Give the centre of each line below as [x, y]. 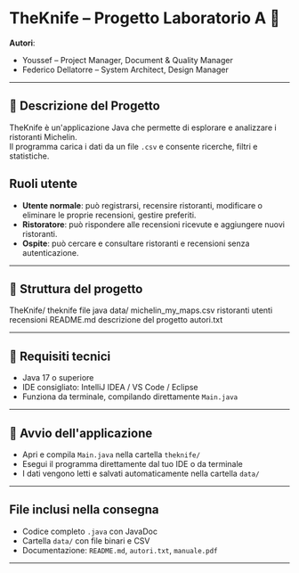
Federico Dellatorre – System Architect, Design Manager [125, 70]
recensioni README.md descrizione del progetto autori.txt [116, 320]
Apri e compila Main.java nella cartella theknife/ [111, 454]
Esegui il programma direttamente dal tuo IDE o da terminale [132, 464]
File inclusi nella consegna [84, 510]
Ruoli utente [44, 184]
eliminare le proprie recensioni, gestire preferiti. [109, 215]
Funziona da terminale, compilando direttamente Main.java [130, 397]
